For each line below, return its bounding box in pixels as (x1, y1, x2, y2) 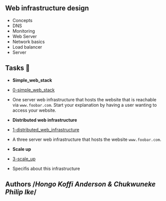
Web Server (12, 33, 37, 39)
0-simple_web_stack (12, 87, 55, 93)
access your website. (12, 107, 56, 113)
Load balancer (12, 44, 42, 50)
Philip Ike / (5, 188, 37, 196)
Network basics (12, 39, 45, 45)
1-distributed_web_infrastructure (12, 126, 80, 132)
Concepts (12, 17, 33, 23)
